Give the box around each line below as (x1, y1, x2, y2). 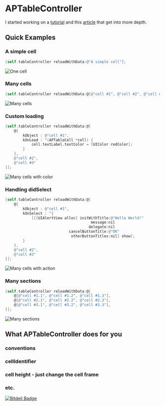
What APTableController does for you (5, 330, 122, 339)
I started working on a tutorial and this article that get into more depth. (5, 19, 147, 25)
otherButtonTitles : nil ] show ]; (71, 234, 135, 239)
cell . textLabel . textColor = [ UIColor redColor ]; (31, 142, 133, 147)
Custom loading (5, 112, 44, 119)
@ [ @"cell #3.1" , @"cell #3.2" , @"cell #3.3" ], (14, 302, 111, 307)
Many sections (5, 278, 41, 285)
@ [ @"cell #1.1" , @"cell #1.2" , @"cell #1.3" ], (14, 293, 111, 298)
